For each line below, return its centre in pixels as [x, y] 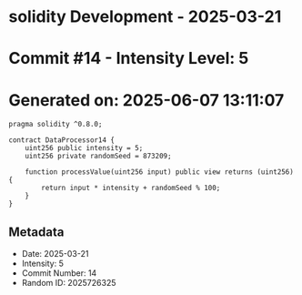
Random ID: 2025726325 [69, 283]
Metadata [36, 232]
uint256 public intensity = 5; [84, 148]
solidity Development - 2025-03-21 [145, 17]
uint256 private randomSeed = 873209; [98, 157]
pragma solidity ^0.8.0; [55, 125]
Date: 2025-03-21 [55, 254]
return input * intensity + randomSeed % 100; [131, 188]
